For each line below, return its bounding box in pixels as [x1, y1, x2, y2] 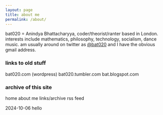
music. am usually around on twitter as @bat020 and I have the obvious [5, 42, 155, 48]
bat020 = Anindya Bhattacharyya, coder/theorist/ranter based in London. [5, 31, 158, 37]
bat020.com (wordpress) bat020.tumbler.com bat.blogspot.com [5, 71, 139, 77]
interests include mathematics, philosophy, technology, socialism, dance [5, 36, 157, 42]
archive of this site [5, 84, 52, 91]
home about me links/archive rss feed [5, 95, 85, 101]
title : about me [5, 12, 40, 17]
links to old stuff [5, 59, 46, 66]
